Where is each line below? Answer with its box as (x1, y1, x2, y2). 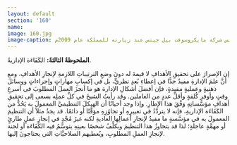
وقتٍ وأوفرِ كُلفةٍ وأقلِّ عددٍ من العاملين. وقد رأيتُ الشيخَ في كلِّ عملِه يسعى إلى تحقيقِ (7, 92, 229, 101)
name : (7, 23, 23, 30)
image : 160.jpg (7, 30, 52, 37)
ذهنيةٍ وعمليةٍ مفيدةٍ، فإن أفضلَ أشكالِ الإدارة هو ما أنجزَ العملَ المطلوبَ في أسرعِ (7, 84, 217, 93)
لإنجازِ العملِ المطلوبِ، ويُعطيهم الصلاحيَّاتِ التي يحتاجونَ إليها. (7, 130, 166, 138)
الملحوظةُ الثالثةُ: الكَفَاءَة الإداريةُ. (7, 56, 92, 64)
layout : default (7, 10, 55, 18)
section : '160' (7, 17, 52, 24)
